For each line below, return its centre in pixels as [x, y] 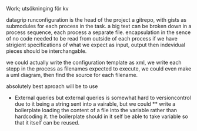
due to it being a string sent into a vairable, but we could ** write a [95, 104]
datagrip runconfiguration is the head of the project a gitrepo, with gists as [96, 20]
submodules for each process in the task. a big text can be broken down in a [99, 26]
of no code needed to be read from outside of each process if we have [92, 38]
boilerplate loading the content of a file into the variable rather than [96, 110]
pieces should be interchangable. [46, 51]
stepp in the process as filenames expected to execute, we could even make [99, 69]
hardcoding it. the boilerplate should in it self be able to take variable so [101, 116]
